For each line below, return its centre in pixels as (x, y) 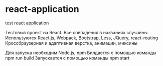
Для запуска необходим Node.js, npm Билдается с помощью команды (81, 53)
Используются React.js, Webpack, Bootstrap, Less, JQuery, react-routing (81, 38)
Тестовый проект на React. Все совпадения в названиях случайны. (77, 32)
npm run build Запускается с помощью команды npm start (67, 58)
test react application (27, 23)
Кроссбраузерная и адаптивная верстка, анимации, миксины (71, 43)
